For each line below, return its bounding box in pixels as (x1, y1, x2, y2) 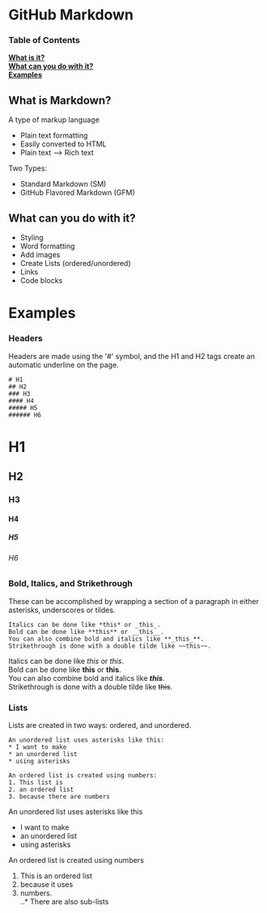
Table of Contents (8, 35, 81, 46)
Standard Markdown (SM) (19, 180, 107, 189)
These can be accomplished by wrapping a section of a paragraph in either (8, 596, 259, 606)
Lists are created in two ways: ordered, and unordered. (8, 720, 192, 729)
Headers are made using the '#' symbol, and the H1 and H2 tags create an (8, 351, 256, 361)
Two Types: (8, 163, 47, 173)
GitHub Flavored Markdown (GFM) (19, 188, 135, 197)
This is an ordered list (19, 871, 93, 881)
